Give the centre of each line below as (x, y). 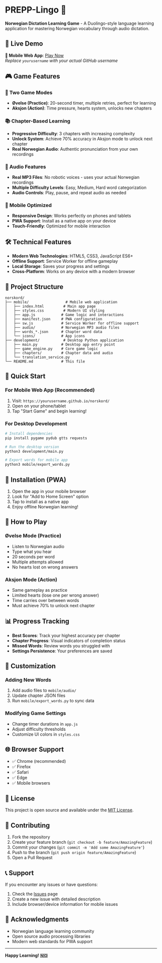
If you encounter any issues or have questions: (51, 884)
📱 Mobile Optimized (28, 205)
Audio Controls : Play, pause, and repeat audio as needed (69, 193)
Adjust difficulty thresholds (39, 729)
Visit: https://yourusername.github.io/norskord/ (61, 401)
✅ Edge (20, 777)
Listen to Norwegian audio (38, 546)
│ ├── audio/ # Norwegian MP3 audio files (62, 327)
